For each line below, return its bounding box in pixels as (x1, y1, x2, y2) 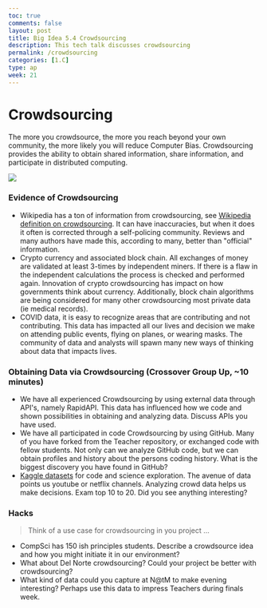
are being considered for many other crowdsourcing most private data (19, 295, 251, 304)
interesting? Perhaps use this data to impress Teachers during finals (19, 584, 244, 594)
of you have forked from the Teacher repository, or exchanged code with (19, 437, 260, 447)
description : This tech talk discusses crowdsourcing (8, 42, 191, 50)
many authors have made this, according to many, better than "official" (19, 236, 253, 245)
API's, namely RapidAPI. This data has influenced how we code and (19, 403, 242, 412)
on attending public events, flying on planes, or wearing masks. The (19, 329, 243, 339)
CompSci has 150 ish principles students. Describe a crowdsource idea (19, 541, 253, 551)
